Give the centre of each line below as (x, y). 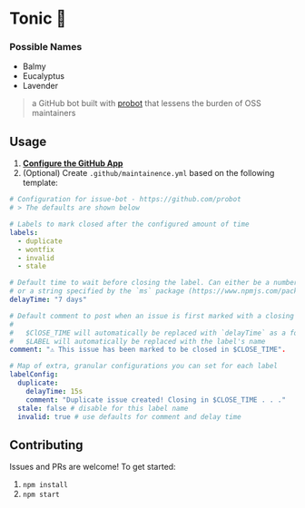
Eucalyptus (44, 76)
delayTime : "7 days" (49, 300)
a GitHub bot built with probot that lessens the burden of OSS (146, 103)
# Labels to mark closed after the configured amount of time (129, 225)
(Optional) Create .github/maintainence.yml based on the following (148, 173)
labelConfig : (34, 375)
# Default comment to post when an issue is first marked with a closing (152, 316)
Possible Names (46, 47)
